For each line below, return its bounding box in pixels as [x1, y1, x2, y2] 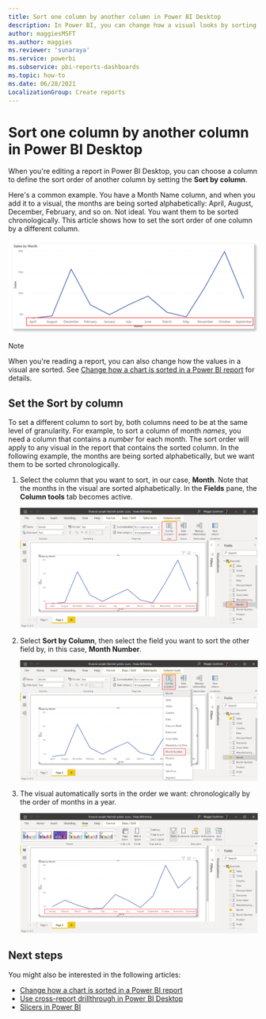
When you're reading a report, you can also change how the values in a [8, 357, 241, 366]
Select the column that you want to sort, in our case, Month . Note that [19, 475, 249, 484]
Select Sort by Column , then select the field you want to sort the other [19, 636, 250, 646]
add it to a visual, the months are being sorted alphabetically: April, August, [8, 199, 253, 208]
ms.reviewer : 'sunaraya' [8, 46, 90, 55]
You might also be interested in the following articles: [8, 970, 181, 979]
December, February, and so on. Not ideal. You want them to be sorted [8, 207, 239, 217]
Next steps [8, 949, 63, 963]
